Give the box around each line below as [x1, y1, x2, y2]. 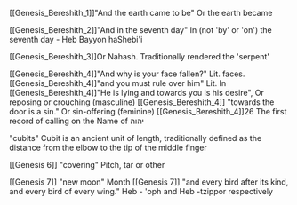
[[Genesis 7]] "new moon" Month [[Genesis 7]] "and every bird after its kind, [9, 177, 289, 187]
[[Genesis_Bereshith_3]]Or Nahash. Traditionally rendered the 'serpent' [9, 51, 269, 61]
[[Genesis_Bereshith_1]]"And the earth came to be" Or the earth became [9, 8, 273, 18]
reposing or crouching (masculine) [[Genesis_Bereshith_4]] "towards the [9, 97, 275, 107]
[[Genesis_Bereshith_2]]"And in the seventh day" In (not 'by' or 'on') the [9, 25, 273, 35]
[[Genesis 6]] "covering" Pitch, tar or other [9, 160, 165, 170]
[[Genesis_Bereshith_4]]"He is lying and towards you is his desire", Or [9, 88, 265, 98]
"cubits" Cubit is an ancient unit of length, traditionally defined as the [9, 133, 262, 143]
